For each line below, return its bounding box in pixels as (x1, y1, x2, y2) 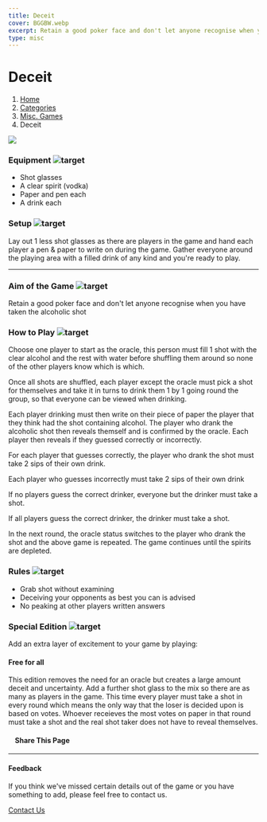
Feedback (8, 763, 42, 773)
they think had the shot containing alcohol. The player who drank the (8, 418, 234, 428)
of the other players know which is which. (8, 362, 145, 371)
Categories (19, 103, 56, 112)
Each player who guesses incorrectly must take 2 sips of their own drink (8, 475, 245, 484)
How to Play (8, 327, 56, 338)
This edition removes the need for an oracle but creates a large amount (8, 675, 241, 685)
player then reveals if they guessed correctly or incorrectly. (8, 435, 203, 444)
